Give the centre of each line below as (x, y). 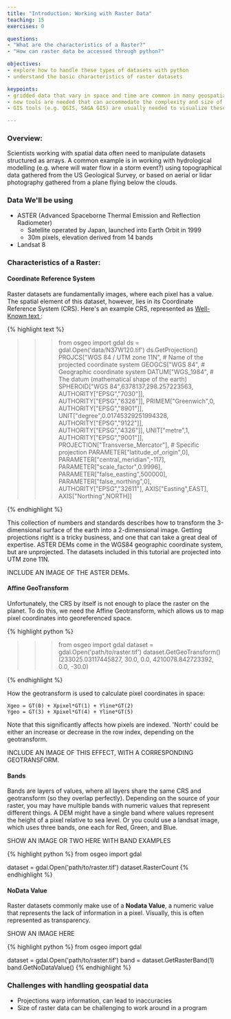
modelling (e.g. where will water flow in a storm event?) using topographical (114, 168)
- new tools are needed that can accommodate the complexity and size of (115, 102)
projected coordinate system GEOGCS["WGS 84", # (131, 364)
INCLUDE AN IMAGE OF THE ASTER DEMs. (68, 572)
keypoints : (23, 89)
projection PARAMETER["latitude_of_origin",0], (124, 452)
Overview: (25, 138)
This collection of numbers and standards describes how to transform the (111, 523)
